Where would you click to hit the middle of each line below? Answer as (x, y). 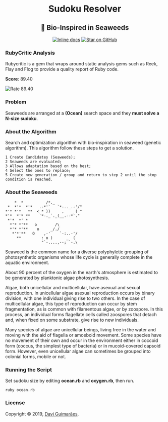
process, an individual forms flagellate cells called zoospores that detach (81, 315)
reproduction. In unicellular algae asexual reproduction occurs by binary (80, 293)
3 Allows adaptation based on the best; (48, 166)
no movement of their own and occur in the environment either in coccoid (82, 340)
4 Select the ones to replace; (38, 170)
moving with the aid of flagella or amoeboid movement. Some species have (83, 335)
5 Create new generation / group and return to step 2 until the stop (81, 175)
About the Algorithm (31, 131)
